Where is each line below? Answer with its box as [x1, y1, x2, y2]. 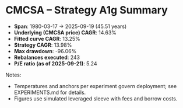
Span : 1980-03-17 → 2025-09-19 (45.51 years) [13, 23, 127, 30]
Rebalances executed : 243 [13, 54, 80, 61]
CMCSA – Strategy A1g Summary [5, 4, 168, 17]
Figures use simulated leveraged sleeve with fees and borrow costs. [13, 95, 178, 102]
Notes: [5, 71, 22, 78]
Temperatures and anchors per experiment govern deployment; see [13, 82, 177, 89]
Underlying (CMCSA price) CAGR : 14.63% [13, 29, 117, 36]
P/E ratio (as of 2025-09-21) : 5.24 [13, 60, 97, 67]
